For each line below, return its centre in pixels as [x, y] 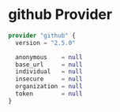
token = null [49, 94]
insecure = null [49, 79]
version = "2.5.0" [46, 43]
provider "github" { [42, 35]
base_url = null [49, 65]
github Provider [60, 15]
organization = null [49, 87]
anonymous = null [49, 57]
